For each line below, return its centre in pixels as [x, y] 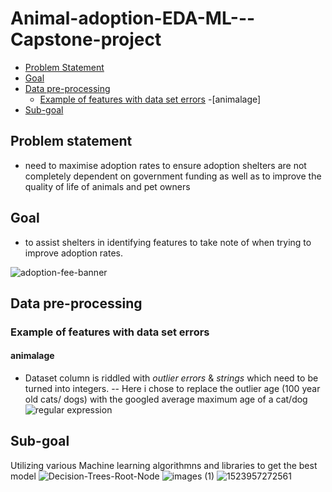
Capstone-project [86, 39]
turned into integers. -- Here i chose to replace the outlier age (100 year [172, 389]
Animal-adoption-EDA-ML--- [133, 18]
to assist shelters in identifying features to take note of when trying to [168, 242]
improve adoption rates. [74, 253]
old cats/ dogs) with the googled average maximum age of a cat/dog [166, 399]
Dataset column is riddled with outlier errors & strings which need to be [171, 378]
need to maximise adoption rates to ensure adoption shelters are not [165, 165]
